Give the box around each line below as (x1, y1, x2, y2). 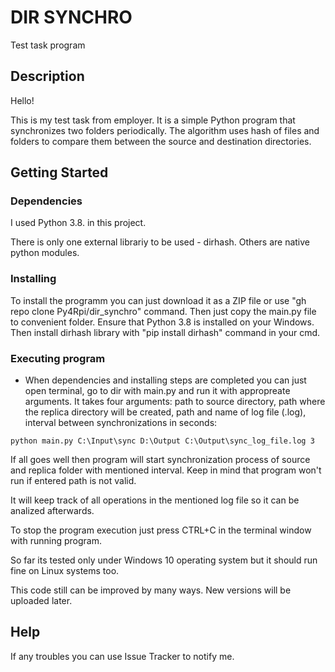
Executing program (10, 351, 106, 365)
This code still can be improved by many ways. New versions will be (10, 584, 292, 596)
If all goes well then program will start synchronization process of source (10, 454, 311, 466)
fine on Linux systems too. (10, 565, 120, 577)
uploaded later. (10, 595, 73, 607)
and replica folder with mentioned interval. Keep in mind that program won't (10, 464, 322, 476)
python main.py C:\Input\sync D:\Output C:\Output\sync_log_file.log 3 (10, 436, 315, 446)
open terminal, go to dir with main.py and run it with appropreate (24, 385, 291, 397)
